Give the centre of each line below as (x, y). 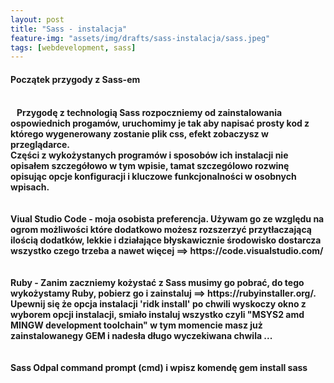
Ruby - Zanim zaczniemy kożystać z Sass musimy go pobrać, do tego (157, 283)
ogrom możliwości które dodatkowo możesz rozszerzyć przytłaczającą (161, 230)
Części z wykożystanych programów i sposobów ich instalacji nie (149, 155)
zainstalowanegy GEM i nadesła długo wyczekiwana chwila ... (141, 336)
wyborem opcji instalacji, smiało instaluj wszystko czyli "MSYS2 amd (157, 315)
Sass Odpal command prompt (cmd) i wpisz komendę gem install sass (159, 368)
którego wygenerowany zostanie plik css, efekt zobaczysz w (139, 134)
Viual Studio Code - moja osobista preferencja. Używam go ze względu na (167, 219)
